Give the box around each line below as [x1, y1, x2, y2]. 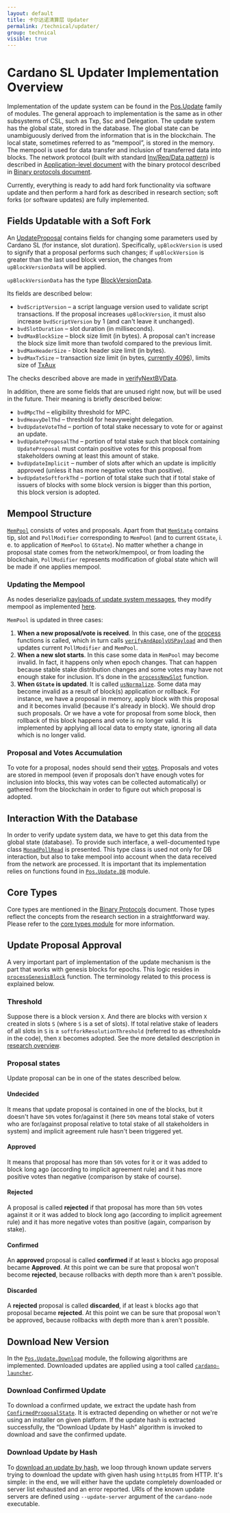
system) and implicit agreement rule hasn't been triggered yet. [7, 1127, 183, 1135]
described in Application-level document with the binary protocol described [7, 160, 221, 169]
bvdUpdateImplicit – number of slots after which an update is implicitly [16, 458, 217, 467]
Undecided [7, 1090, 40, 1098]
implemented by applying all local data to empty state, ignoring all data [16, 724, 217, 732]
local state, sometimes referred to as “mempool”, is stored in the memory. [7, 138, 215, 147]
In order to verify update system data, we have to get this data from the [7, 831, 209, 839]
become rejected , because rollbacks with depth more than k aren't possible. [7, 1270, 222, 1279]
